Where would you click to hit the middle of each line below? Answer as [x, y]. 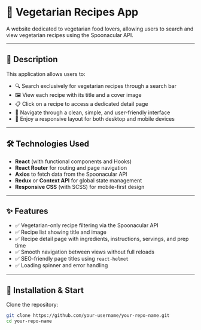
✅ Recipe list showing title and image [60, 232]
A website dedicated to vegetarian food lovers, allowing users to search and [100, 29]
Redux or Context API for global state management [78, 180]
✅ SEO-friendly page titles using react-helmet [71, 259]
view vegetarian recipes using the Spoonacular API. [70, 35]
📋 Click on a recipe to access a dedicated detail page [81, 103]
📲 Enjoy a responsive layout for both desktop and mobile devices [95, 118]
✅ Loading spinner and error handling [61, 265]
